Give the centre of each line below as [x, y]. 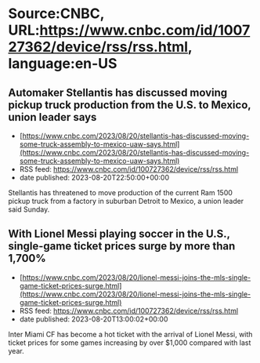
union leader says [52, 117]
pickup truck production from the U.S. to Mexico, [130, 105]
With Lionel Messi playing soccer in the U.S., [119, 234]
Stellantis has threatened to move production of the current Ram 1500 [121, 192]
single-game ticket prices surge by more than [122, 247]
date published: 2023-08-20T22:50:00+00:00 [94, 178]
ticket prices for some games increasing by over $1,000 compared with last [130, 343]
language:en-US [63, 64]
